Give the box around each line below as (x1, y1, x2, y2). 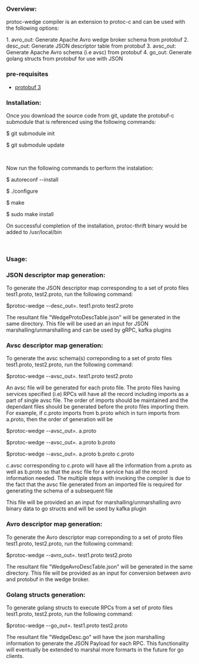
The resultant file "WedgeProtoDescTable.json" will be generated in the (6, 314, 181, 321)
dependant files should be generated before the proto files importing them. (6, 403, 190, 410)
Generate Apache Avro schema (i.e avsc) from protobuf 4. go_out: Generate (6, 49, 192, 56)
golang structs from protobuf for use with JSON (6, 55, 123, 63)
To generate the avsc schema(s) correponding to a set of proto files (6, 355, 172, 362)
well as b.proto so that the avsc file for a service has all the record (6, 468, 168, 475)
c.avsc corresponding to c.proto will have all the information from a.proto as (6, 462, 192, 469)
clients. (6, 653, 24, 659)
